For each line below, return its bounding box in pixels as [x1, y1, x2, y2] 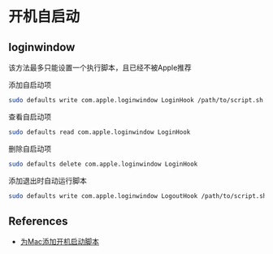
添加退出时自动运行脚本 [8, 175, 87, 185]
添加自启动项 [8, 80, 51, 89]
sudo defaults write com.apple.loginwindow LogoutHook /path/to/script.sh [8, 192, 267, 200]
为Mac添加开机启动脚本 [19, 237, 100, 247]
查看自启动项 [8, 111, 51, 122]
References [8, 214, 68, 228]
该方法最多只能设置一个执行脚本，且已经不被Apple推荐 [8, 62, 193, 72]
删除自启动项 [8, 144, 51, 153]
